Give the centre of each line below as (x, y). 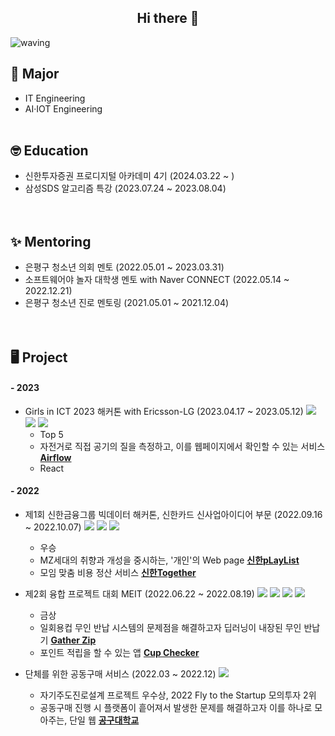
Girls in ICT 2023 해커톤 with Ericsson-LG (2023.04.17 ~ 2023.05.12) (164, 411)
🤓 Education (49, 151)
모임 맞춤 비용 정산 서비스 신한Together (118, 573)
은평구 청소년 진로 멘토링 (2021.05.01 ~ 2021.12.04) (127, 303)
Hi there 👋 (168, 18)
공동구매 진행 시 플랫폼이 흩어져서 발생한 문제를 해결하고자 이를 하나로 (176, 708)
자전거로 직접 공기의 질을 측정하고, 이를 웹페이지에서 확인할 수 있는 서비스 (182, 446)
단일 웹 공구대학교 (104, 720)
